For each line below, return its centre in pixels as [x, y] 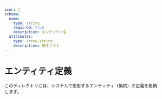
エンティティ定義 [38, 71]
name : [15, 18]
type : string [27, 23]
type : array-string [33, 41]
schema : [12, 14]
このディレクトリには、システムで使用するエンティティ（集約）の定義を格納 [81, 85]
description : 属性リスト [37, 46]
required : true [29, 28]
